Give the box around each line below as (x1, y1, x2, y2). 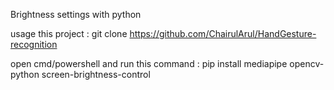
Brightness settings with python (10, 9, 142, 20)
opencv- (289, 58, 325, 69)
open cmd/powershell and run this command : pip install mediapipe (10, 58, 288, 69)
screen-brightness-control (41, 69, 151, 80)
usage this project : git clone (10, 28, 128, 39)
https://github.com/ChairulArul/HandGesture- (129, 28, 317, 39)
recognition (10, 39, 58, 50)
